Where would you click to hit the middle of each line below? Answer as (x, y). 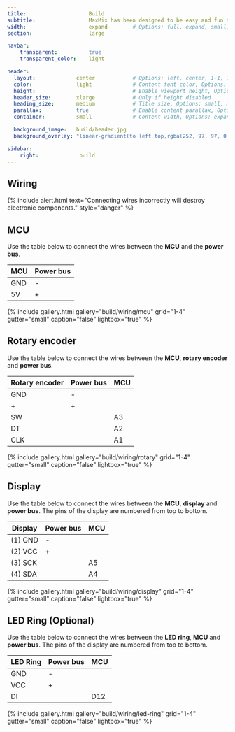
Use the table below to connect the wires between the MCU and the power (115, 246)
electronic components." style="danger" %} (71, 208)
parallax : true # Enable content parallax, (114, 110)
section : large (56, 33)
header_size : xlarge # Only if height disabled (112, 98)
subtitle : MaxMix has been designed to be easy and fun (115, 20)
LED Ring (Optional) (51, 620)
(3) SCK (24, 562)
